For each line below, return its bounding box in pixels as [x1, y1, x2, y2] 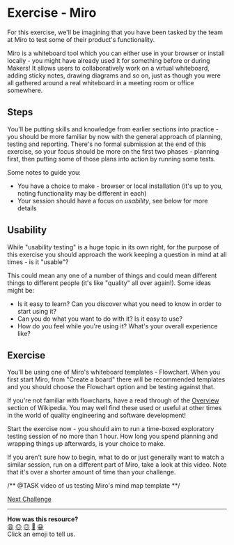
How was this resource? [7, 515, 79, 523]
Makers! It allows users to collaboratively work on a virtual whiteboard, [7, 64, 210, 72]
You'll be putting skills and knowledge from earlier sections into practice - [7, 124, 219, 133]
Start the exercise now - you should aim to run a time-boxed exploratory [7, 425, 214, 433]
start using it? [17, 307, 57, 315]
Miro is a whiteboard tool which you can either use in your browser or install [7, 49, 225, 57]
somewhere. [7, 86, 43, 94]
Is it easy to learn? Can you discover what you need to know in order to [17, 299, 221, 308]
